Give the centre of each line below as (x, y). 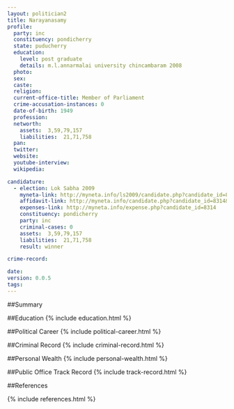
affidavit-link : (44, 201)
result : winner (42, 247)
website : (26, 156)
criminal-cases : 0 (46, 227)
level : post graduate (51, 59)
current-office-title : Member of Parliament (79, 98)
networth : (28, 124)
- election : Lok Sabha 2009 (54, 188)
